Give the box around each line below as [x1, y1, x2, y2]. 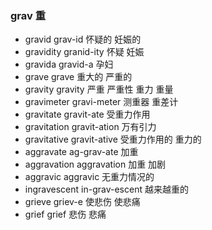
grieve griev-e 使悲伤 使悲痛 [24, 196, 141, 208]
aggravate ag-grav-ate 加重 [24, 146, 139, 158]
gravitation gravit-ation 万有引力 [24, 121, 157, 133]
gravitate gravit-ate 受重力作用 [24, 108, 151, 121]
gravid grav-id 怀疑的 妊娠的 [24, 33, 142, 46]
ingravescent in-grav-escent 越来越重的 [24, 183, 189, 196]
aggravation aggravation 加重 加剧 [24, 158, 167, 171]
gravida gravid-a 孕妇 [24, 58, 114, 71]
